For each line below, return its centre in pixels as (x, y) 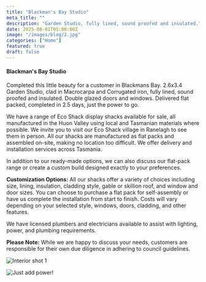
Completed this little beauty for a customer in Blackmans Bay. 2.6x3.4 (94, 85)
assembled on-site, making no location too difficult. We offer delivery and (99, 142)
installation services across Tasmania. (54, 149)
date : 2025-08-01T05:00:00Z (42, 29)
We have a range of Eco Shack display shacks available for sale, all (91, 116)
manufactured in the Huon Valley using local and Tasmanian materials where (103, 123)
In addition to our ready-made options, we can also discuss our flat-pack (98, 161)
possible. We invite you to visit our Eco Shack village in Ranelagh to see (97, 129)
